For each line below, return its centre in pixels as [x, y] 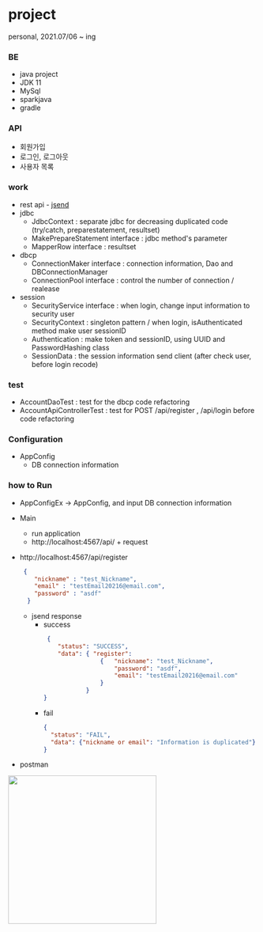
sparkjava [36, 100]
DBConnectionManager [70, 271]
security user [53, 313]
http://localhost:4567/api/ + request [90, 542]
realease [45, 288]
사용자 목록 [37, 166]
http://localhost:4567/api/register [74, 557]
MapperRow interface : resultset [84, 246]
